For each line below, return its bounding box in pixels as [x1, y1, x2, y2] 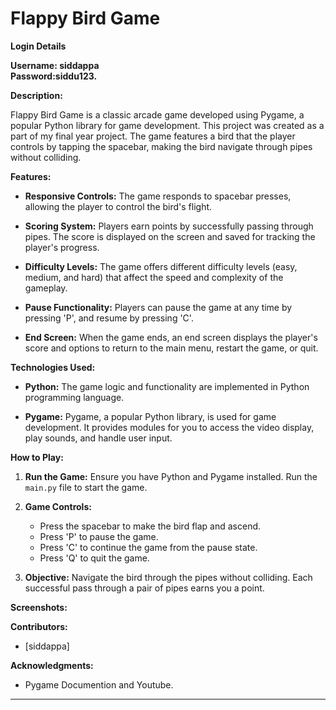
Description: [10, 89, 63, 101]
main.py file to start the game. [24, 481, 148, 493]
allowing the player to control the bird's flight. [24, 200, 213, 212]
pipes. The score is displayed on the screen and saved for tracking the [24, 230, 316, 242]
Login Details [10, 40, 67, 52]
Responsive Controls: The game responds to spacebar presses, [24, 190, 292, 202]
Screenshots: [10, 601, 68, 613]
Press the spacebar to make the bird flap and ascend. [39, 520, 262, 532]
